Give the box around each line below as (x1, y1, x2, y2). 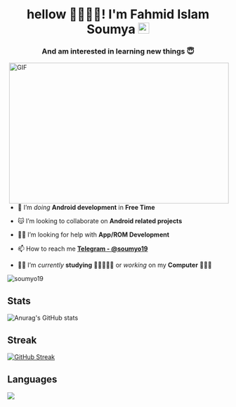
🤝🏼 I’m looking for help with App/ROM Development (17, 230, 170, 239)
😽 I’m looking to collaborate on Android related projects (17, 217, 183, 225)
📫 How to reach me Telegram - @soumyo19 (17, 244, 148, 253)
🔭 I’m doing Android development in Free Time (17, 203, 155, 212)
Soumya (86, 21, 136, 37)
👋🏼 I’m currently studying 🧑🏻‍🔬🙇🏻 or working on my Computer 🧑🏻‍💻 (17, 261, 212, 270)
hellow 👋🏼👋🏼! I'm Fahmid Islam (27, 6, 209, 23)
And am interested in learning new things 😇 (41, 46, 195, 56)
